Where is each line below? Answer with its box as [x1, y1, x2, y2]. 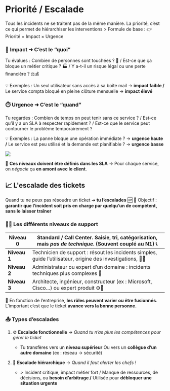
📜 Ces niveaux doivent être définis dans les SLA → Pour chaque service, [5, 160, 159, 166]
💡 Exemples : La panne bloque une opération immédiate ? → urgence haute [5, 135, 163, 141]
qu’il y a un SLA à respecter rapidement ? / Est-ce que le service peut [5, 120, 150, 126]
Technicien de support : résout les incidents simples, [32, 248, 157, 256]
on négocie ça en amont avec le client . [5, 166, 87, 172]
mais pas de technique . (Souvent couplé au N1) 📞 [37, 240, 158, 247]
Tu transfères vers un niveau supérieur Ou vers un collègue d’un [20, 344, 157, 350]
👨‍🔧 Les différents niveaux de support [5, 221, 98, 228]
